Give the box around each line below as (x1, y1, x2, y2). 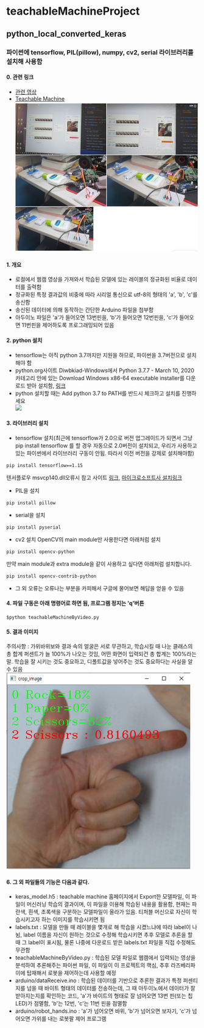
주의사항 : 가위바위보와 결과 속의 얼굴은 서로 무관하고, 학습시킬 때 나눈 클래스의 (6, 643, 193, 650)
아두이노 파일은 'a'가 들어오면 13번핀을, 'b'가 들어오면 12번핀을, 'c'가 (15, 314, 178, 321)
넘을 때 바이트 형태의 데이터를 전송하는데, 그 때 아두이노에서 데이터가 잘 (26, 985, 196, 992)
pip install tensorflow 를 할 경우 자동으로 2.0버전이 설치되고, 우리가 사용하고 (15, 441, 197, 449)
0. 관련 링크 (6, 73, 34, 81)
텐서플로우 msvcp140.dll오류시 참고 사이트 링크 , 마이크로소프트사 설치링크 (6, 474, 183, 481)
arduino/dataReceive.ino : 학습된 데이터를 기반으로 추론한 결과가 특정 (15, 977, 182, 984)
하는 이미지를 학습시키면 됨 (41, 916, 105, 923)
